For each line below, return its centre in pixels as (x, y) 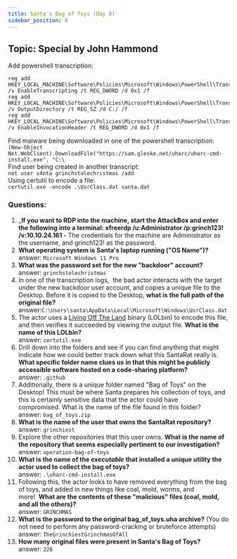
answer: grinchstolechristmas (62, 272)
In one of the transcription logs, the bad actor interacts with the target (120, 280)
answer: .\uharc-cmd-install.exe (67, 474)
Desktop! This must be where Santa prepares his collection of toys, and (122, 392)
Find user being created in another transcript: (74, 167)
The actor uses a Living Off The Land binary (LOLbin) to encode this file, (123, 317)
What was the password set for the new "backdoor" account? (110, 265)
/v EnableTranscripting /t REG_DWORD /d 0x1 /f (79, 91)
